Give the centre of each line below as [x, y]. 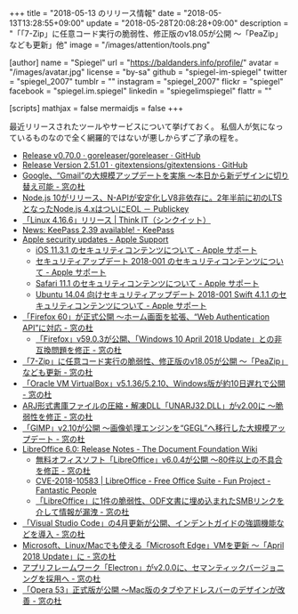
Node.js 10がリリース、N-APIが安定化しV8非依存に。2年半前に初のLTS [152, 198]
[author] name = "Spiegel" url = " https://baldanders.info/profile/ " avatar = [144, 62]
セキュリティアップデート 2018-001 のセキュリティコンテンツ [148, 261]
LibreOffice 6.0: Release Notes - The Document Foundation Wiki [140, 449]
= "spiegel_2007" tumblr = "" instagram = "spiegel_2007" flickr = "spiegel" [146, 81]
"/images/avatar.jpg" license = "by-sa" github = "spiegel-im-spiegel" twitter [148, 72]
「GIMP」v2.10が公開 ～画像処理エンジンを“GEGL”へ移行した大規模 [146, 428]
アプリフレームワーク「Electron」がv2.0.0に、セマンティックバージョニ [153, 567]
